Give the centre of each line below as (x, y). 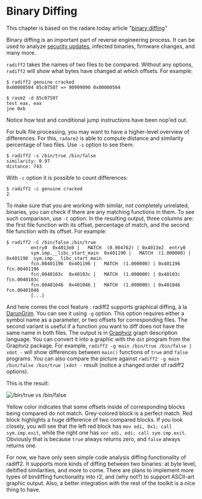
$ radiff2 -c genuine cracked (45, 189)
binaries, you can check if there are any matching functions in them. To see (100, 212)
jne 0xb (16, 108)
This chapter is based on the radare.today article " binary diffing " (87, 28)
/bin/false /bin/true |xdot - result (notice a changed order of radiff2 (96, 365)
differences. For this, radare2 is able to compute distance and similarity (95, 138)
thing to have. (23, 489)
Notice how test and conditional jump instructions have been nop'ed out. (97, 120)
